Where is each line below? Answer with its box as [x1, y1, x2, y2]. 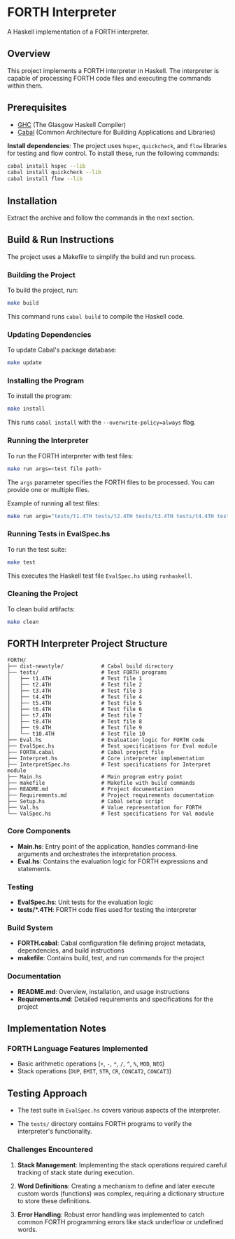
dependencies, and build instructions [17, 946, 124, 955]
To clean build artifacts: [7, 604, 76, 613]
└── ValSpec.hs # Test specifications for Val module [7, 810, 215, 817]
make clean [7, 618, 39, 625]
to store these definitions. [17, 1196, 92, 1205]
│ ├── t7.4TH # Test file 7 [7, 712, 142, 719]
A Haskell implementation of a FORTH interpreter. [7, 27, 150, 36]
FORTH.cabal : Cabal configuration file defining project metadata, [17, 939, 206, 948]
